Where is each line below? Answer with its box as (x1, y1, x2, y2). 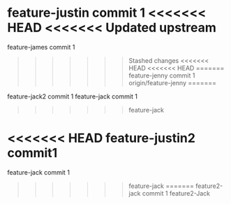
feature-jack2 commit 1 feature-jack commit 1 (7, 92, 138, 101)
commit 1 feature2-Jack (142, 189, 211, 197)
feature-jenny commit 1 (128, 71, 195, 80)
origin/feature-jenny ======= (128, 78, 217, 87)
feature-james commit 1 (7, 43, 75, 51)
